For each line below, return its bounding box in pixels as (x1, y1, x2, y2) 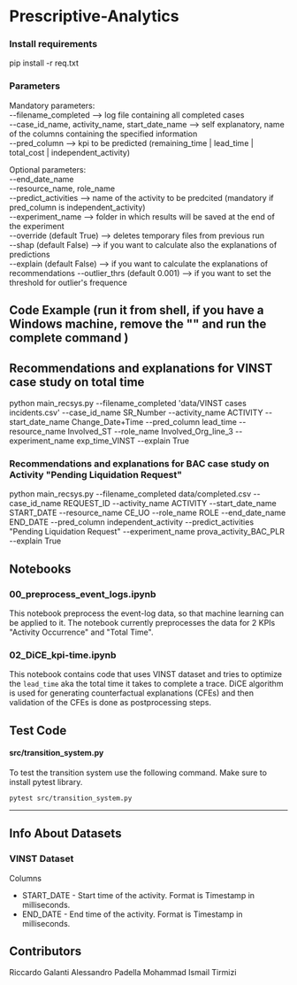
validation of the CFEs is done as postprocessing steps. (9, 697, 212, 708)
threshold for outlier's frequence (9, 277, 128, 288)
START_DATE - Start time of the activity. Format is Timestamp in (21, 889, 255, 900)
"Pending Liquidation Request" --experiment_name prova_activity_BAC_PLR (9, 527, 286, 537)
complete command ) (9, 330, 129, 346)
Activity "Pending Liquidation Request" (9, 468, 183, 481)
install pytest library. (9, 776, 83, 787)
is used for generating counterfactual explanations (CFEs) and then (9, 688, 255, 698)
